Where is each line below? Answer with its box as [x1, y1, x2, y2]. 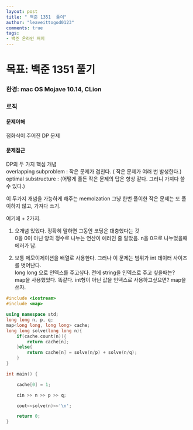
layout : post [6, 8, 38, 15]
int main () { [6, 371, 38, 377]
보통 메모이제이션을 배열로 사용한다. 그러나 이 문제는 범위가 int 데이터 [14, 254, 173, 261]
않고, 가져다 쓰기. [21, 203, 61, 210]
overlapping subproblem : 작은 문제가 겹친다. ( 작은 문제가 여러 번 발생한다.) [6, 168, 182, 175]
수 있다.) [6, 183, 25, 190]
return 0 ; [16, 414, 41, 419]
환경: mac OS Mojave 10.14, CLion [6, 86, 102, 94]
